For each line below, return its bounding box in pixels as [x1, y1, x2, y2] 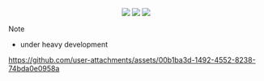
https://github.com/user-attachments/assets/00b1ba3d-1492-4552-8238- [8, 55, 257, 64]
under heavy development [19, 40, 109, 49]
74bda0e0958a [8, 64, 60, 73]
